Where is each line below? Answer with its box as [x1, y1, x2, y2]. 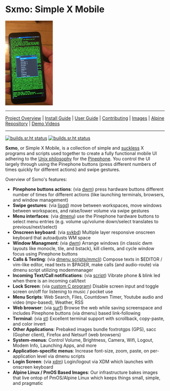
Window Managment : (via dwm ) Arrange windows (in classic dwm [12, 240, 153, 246]
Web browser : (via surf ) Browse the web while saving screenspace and [12, 304, 162, 310]
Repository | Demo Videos [5, 120, 60, 126]
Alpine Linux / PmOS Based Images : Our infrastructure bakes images [12, 369, 158, 375]
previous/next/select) [12, 224, 58, 230]
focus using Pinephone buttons [12, 251, 78, 257]
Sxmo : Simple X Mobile [5, 4, 105, 15]
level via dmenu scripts [37, 353, 85, 359]
